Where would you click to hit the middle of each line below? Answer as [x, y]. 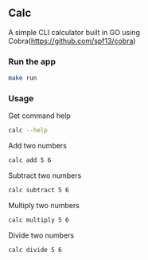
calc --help [28, 131]
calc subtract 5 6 [39, 191]
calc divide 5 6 [35, 250]
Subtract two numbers [45, 175]
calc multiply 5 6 [39, 220]
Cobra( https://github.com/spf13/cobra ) [72, 41]
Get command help [40, 116]
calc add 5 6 [30, 160]
